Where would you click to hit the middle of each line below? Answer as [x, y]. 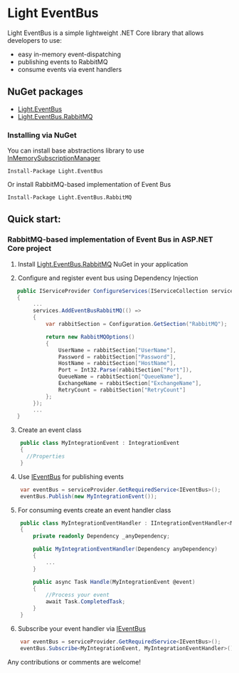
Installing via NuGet [42, 135]
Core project [30, 249]
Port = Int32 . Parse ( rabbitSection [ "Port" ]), [125, 370]
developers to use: [34, 40]
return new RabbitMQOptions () [90, 336]
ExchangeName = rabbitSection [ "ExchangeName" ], [130, 384]
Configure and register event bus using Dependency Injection [108, 278]
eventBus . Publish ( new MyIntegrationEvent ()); [89, 496]
